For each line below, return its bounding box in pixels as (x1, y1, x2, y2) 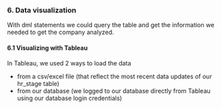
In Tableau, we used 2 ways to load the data (7, 59, 131, 67)
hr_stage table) (16, 79, 60, 87)
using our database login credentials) (16, 94, 122, 102)
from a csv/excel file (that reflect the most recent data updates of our (16, 72, 212, 80)
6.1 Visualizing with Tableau (7, 44, 88, 52)
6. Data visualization (7, 5, 77, 15)
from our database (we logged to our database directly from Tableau (16, 87, 211, 95)
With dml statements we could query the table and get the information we (7, 21, 215, 29)
